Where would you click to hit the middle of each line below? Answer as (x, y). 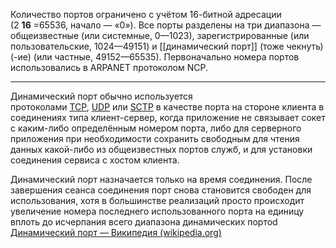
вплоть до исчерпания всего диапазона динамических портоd (144, 222)
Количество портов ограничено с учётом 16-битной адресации (146, 14)
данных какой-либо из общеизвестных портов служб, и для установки (161, 149)
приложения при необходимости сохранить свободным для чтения (155, 138)
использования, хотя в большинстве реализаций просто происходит (157, 200)
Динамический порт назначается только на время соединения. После (161, 179)
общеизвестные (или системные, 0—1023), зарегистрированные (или (160, 35)
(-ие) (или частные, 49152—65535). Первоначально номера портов (155, 57)
